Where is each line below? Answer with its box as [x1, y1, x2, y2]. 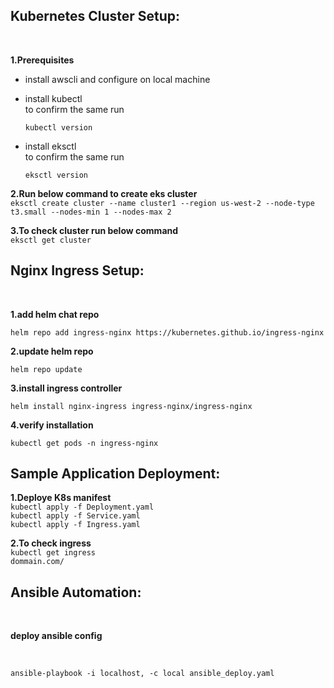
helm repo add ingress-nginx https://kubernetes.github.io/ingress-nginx [10, 327, 325, 338]
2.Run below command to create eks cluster [10, 187, 198, 199]
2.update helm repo [10, 345, 94, 357]
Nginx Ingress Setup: [10, 262, 145, 279]
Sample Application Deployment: [10, 465, 221, 483]
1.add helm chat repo [10, 308, 100, 320]
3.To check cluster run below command [10, 224, 179, 236]
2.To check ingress [10, 537, 92, 549]
